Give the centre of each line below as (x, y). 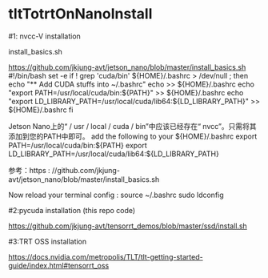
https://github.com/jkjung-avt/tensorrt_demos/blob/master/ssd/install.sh (128, 226)
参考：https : (29, 170)
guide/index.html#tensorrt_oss (59, 265)
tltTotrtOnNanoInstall (80, 14)
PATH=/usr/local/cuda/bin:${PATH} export (78, 145)
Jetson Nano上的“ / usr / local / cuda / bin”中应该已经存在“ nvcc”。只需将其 (133, 126)
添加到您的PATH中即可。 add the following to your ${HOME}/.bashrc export (133, 136)
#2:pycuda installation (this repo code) (72, 210)
